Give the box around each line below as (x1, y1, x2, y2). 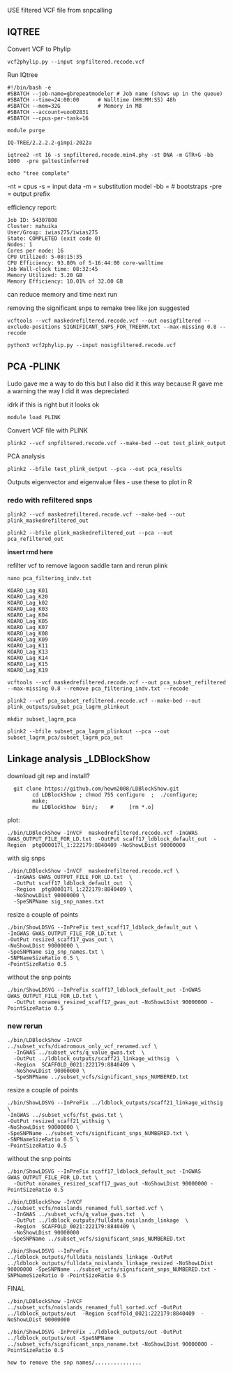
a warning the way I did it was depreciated (7, 386, 129, 395)
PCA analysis (7, 451, 45, 460)
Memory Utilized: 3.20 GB (7, 272, 82, 279)
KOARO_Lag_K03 (7, 605, 49, 612)
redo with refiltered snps (7, 495, 93, 505)
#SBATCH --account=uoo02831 (7, 108, 89, 115)
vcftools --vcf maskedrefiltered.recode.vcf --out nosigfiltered (7, 317, 201, 324)
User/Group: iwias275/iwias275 (7, 229, 98, 236)
